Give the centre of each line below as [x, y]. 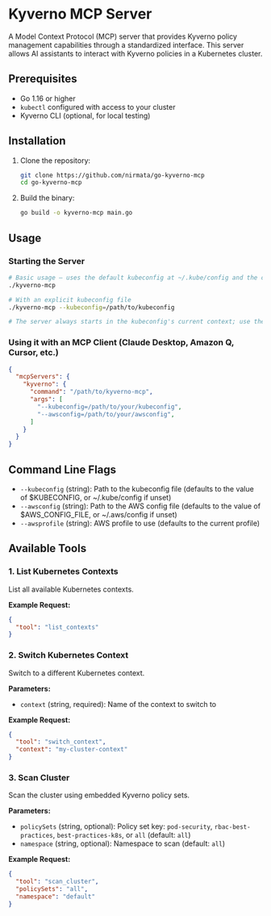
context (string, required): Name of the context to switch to [118, 704]
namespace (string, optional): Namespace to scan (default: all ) [123, 843]
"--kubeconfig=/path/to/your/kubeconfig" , [110, 407]
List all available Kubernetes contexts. [71, 589]
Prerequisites [43, 79]
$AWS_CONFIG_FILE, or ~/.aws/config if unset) [98, 514]
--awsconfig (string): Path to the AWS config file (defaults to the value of [140, 506]
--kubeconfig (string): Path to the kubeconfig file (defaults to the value [137, 488]
